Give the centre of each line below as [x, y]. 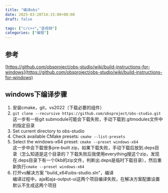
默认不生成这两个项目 [34, 185]
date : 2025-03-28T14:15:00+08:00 [40, 15]
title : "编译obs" [23, 10]
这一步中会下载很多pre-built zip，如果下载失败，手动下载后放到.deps [83, 147]
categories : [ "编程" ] [27, 33]
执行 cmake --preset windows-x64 [50, 166]
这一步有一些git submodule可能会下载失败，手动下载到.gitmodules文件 [86, 119]
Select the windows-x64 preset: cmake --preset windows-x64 [75, 141]
